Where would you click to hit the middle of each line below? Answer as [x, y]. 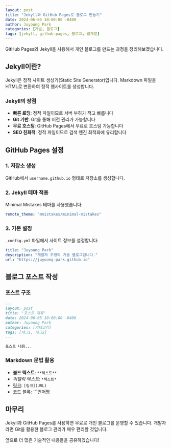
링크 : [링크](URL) [30, 385]
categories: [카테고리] [28, 327]
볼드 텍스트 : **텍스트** [35, 372]
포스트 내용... [19, 346]
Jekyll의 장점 [21, 101]
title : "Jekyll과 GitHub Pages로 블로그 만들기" [54, 15]
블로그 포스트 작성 [32, 277]
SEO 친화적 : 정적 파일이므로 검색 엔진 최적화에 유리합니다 [69, 132]
